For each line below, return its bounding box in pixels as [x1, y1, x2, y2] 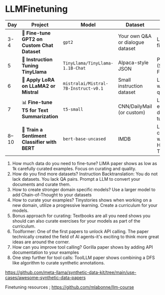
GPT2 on [22, 35, 43, 42]
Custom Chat [22, 42, 54, 49]
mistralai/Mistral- [63, 80, 109, 86]
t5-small [63, 106, 83, 112]
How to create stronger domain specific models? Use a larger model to [12, 186, 156, 193]
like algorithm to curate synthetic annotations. [12, 260, 105, 265]
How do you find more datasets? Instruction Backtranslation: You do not [12, 171, 158, 177]
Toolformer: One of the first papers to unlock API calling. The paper [12, 228, 149, 234]
